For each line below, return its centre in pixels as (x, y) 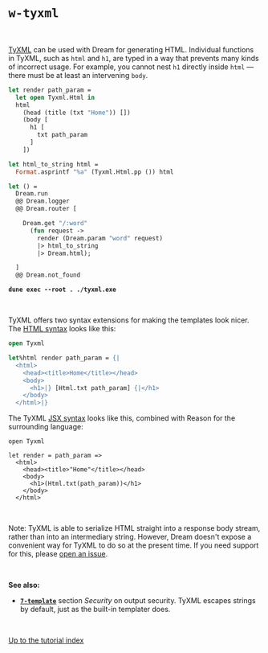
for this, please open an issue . (58, 554)
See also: (24, 585)
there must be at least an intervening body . (78, 75)
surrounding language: (46, 427)
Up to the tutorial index (46, 640)
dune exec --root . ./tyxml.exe (62, 290)
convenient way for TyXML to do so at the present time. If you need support (134, 545)
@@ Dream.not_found (48, 275)
